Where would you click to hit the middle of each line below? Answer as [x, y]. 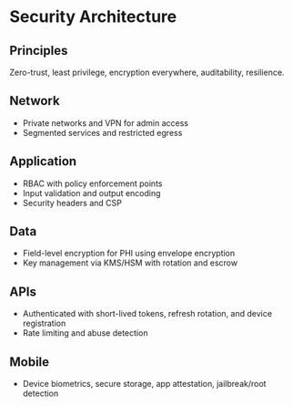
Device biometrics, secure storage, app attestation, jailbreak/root [144, 384]
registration [44, 323]
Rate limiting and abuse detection [85, 333]
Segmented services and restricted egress [102, 132]
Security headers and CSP [72, 203]
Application [43, 161]
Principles [39, 51]
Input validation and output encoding [91, 193]
